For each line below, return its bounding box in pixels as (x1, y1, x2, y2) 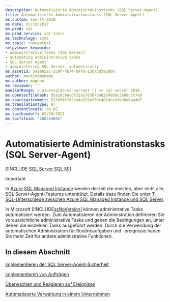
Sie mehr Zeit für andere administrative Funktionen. (5, 233, 113, 239)
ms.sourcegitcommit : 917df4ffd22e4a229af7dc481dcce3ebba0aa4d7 (5, 97, 143, 102)
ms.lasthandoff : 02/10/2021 (5, 111, 65, 117)
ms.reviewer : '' (5, 83, 40, 88)
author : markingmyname (5, 74, 53, 79)
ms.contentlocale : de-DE (5, 107, 58, 112)
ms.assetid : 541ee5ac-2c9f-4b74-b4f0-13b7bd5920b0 (5, 69, 115, 74)
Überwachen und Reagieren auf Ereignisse (5, 281, 95, 287)
